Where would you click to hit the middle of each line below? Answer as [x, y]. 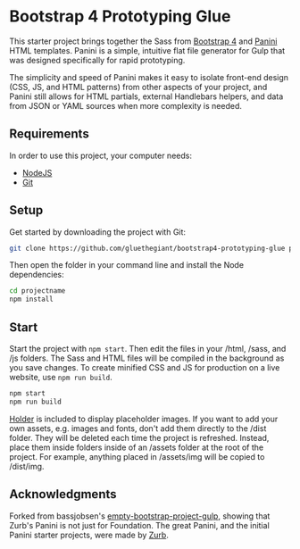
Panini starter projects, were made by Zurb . [89, 535]
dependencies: [37, 275]
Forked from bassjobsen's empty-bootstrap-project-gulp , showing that [140, 516]
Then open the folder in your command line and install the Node [126, 265]
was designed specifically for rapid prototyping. [97, 60]
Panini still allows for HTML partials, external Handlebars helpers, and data [146, 96]
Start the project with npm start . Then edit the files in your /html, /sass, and [148, 349]
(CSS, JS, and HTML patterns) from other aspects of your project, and [138, 87]
